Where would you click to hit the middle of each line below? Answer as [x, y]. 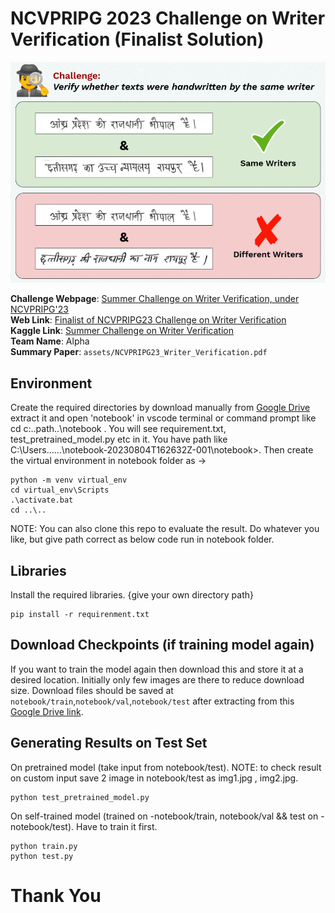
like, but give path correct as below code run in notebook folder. [142, 539]
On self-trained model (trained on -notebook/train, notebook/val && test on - [167, 816]
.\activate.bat [42, 500]
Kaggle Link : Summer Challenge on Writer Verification [122, 331]
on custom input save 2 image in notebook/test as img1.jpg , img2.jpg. [154, 778]
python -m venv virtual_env [69, 480]
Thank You [56, 895]
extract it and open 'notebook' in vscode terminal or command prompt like [163, 418]
